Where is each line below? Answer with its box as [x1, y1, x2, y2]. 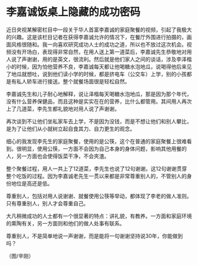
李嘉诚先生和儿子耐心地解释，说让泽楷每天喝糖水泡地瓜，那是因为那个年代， [6, 90, 192, 98]
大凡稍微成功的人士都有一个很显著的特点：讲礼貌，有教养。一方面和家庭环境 [6, 212, 192, 219]
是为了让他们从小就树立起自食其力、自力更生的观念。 [6, 125, 136, 132]
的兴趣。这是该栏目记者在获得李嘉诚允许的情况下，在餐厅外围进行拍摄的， [6, 33, 187, 40]
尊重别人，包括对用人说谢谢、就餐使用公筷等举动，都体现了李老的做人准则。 [6, 192, 192, 199]
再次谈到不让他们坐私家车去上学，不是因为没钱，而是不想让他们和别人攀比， [6, 118, 192, 125]
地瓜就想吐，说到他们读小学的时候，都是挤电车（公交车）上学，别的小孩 [11, 70, 187, 77]
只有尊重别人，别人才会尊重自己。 [6, 199, 89, 207]
